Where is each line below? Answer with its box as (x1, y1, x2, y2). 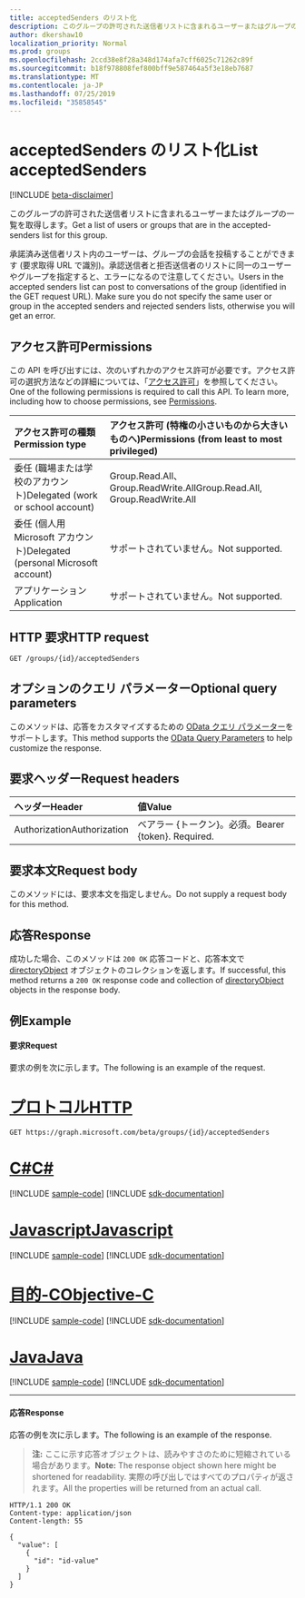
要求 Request (9, 1041, 58, 1051)
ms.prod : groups (9, 47, 71, 56)
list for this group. (42, 230, 108, 241)
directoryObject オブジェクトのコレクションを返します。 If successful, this (9, 964, 287, 976)
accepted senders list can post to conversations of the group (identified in (9, 281, 287, 292)
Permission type (14, 438, 87, 450)
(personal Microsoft (14, 557, 98, 569)
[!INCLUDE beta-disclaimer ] (9, 190, 113, 201)
